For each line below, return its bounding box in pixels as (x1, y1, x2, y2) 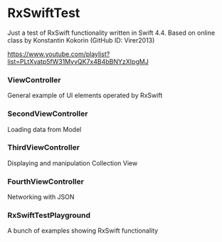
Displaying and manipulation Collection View (7, 158, 138, 167)
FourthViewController (7, 176, 84, 186)
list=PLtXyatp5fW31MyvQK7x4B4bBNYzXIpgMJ (7, 57, 149, 65)
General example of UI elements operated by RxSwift (7, 91, 163, 100)
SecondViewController (7, 109, 88, 119)
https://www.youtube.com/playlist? (7, 50, 110, 58)
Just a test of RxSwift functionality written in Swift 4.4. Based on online (7, 28, 216, 37)
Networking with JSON (7, 193, 75, 202)
